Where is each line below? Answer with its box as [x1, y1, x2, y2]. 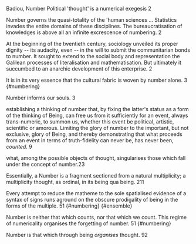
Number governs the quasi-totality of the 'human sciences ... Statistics [6, 16, 177, 23]
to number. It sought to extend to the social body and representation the [6, 53, 180, 59]
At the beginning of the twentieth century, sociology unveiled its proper [6, 41, 178, 47]
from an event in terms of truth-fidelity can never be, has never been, [6, 137, 174, 143]
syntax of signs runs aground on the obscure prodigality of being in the [6, 196, 178, 203]
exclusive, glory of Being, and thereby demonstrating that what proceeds [6, 131, 183, 138]
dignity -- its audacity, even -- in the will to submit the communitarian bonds [6, 46, 191, 54]
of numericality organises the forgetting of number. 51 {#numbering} [6, 220, 171, 227]
